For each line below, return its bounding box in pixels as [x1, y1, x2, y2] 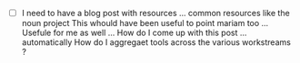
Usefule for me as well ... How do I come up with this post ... [21, 27, 247, 39]
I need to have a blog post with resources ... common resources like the [21, 8, 290, 18]
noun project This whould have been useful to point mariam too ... [21, 18, 269, 29]
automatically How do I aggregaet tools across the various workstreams [21, 37, 292, 48]
